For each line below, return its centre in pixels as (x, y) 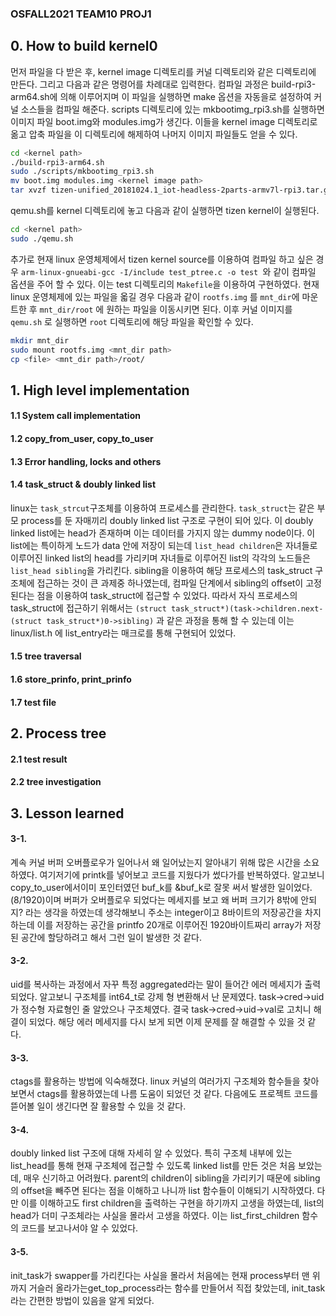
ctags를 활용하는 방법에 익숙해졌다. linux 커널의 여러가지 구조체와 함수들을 (155, 1081)
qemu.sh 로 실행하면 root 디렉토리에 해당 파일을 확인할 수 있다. (132, 321)
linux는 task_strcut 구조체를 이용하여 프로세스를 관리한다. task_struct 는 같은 (162, 508)
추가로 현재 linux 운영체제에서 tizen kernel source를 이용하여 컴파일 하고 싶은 (162, 259)
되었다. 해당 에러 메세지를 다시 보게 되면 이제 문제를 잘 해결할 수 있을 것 (167, 1022)
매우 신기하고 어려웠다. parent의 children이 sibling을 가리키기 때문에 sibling (172, 1178)
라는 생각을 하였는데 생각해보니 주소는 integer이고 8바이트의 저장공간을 (163, 912)
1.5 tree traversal (46, 656)
